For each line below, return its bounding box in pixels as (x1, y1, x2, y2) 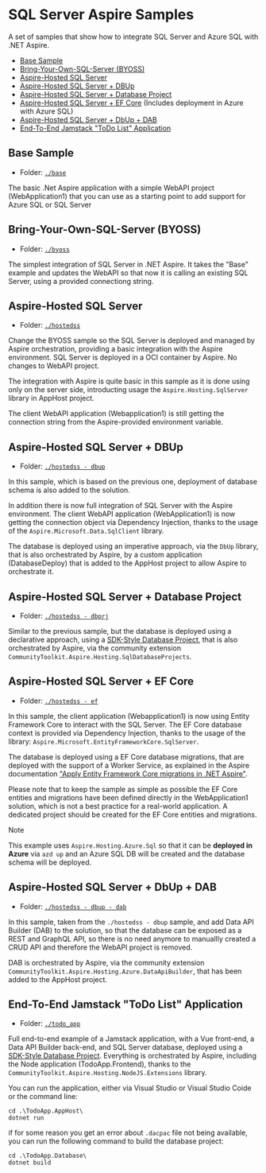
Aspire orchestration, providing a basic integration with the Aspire (8, 344, 223, 354)
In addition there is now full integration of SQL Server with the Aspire (8, 501, 233, 511)
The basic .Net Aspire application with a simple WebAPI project (8, 183, 214, 192)
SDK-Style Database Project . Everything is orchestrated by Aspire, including (8, 1051, 256, 1061)
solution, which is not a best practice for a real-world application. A (8, 801, 228, 810)
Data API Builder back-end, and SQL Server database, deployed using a (8, 1043, 243, 1052)
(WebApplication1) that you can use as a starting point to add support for (8, 191, 246, 200)
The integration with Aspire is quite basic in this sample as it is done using (8, 376, 250, 386)
